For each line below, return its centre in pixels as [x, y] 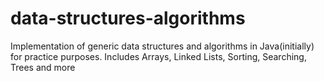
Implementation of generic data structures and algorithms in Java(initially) [162, 46]
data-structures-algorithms [128, 18]
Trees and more [43, 67]
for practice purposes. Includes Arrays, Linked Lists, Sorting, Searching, [158, 56]
